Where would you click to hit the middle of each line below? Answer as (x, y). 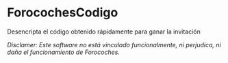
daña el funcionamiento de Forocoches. (63, 52)
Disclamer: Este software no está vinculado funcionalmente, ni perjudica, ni (114, 45)
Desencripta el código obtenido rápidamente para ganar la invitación (104, 32)
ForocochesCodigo (63, 13)
